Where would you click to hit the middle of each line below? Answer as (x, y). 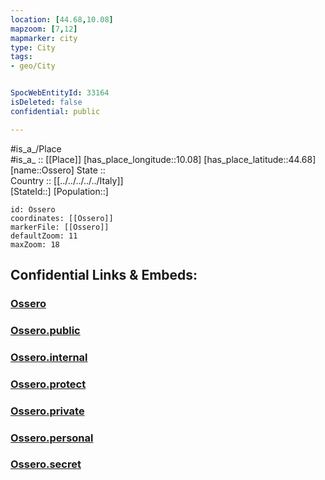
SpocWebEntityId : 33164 (60, 93)
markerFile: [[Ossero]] (60, 227)
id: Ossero (33, 209)
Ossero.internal (49, 357)
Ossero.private (47, 411)
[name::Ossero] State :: (58, 170)
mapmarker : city (44, 38)
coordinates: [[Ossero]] (62, 218)
